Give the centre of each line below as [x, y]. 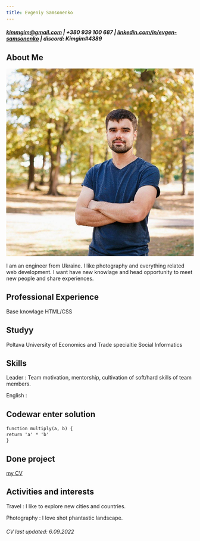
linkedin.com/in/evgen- [147, 32]
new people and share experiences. [50, 279]
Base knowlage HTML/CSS [39, 311]
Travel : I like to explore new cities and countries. [66, 506]
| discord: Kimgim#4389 [71, 39]
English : [17, 396]
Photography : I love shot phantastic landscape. [65, 518]
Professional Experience [53, 297]
